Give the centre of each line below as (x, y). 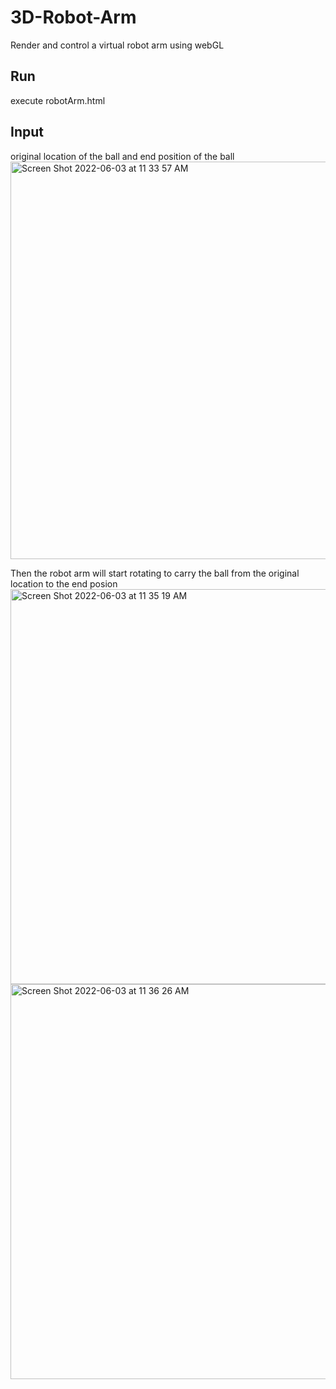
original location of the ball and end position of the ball (122, 156)
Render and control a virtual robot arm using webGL (117, 45)
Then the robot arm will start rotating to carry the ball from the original (155, 573)
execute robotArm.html (58, 100)
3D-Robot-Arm (73, 17)
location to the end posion (64, 583)
